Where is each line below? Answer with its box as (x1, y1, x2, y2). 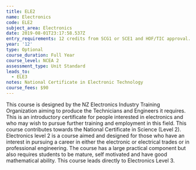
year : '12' (6, 42, 33, 47)
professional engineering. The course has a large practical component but (6, 144, 186, 151)
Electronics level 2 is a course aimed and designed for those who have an (6, 132, 185, 139)
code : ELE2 (6, 19, 33, 25)
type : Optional (6, 47, 44, 53)
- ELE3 (11, 74, 28, 80)
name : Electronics (6, 14, 51, 20)
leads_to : (6, 69, 31, 74)
